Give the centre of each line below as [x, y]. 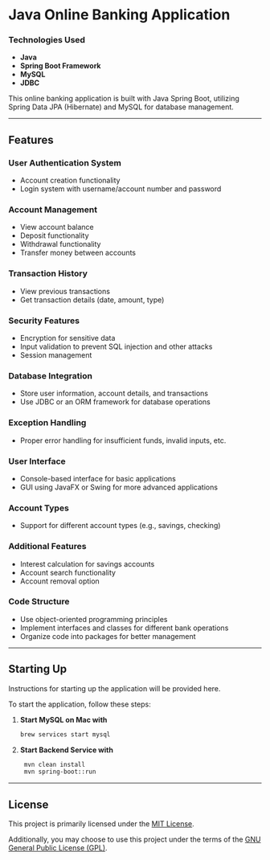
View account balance [57, 227]
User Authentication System [65, 162]
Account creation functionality [70, 180]
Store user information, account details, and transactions [114, 393]
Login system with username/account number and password [121, 189]
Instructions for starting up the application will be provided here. [115, 688]
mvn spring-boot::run [60, 772]
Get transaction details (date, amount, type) [92, 300]
